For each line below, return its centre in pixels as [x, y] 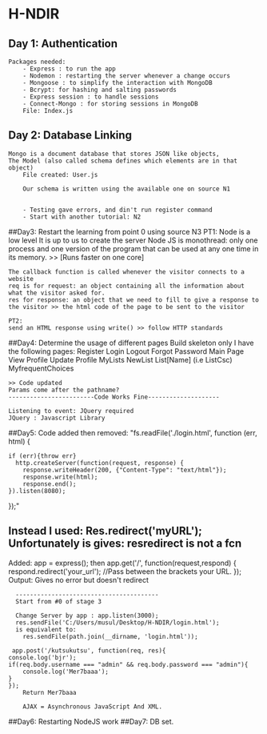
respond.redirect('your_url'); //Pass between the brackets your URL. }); [125, 571]
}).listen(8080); [37, 491]
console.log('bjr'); [43, 657]
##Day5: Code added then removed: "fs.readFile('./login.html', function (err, [133, 432]
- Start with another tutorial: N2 [82, 217]
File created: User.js [60, 174]
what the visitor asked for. [57, 293]
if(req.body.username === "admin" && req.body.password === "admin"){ [128, 664]
